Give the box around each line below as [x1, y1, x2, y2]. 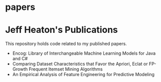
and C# [12, 56, 28, 62]
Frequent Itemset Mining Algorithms [28, 66, 103, 72]
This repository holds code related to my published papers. [5, 41, 127, 47]
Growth [12, 66, 28, 72]
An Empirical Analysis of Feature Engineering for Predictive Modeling [12, 72, 155, 78]
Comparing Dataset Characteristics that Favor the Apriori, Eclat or [12, 61, 148, 67]
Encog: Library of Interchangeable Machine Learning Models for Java [12, 50, 156, 56]
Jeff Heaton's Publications [5, 24, 118, 36]
